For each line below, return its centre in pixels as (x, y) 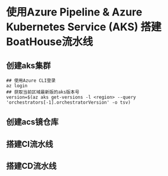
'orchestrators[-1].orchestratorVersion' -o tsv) (69, 103)
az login (17, 86)
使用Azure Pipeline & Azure (74, 12)
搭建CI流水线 (30, 144)
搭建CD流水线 (31, 166)
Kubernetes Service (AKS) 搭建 (84, 27)
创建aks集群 (29, 65)
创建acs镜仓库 (33, 122)
